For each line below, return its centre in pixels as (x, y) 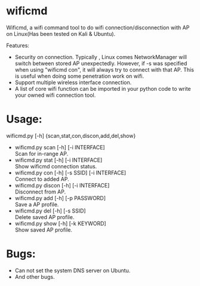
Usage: (24, 119)
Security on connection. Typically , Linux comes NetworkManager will (101, 57)
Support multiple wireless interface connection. (73, 82)
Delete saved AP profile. (44, 217)
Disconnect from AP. (40, 192)
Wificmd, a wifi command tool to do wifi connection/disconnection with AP (98, 27)
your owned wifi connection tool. (55, 95)
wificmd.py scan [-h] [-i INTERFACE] (60, 147)
